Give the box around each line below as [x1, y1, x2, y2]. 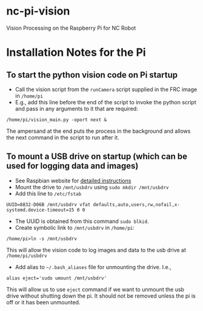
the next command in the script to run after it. [6, 133, 119, 141]
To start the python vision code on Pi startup [6, 70, 178, 80]
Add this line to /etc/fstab [15, 190, 82, 197]
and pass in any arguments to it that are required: [15, 105, 138, 112]
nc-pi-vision [6, 4, 70, 18]
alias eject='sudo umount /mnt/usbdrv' [6, 275, 107, 281]
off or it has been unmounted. [6, 298, 81, 306]
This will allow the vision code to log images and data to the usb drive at [6, 246, 187, 253]
